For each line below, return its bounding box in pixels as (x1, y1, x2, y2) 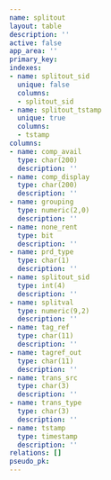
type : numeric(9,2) (17, 306, 90, 315)
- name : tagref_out (9, 348, 82, 357)
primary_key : (9, 55, 58, 64)
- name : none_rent (9, 222, 78, 231)
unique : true (17, 113, 66, 122)
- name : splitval (9, 298, 74, 307)
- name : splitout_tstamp (9, 105, 102, 114)
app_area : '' (9, 47, 58, 56)
